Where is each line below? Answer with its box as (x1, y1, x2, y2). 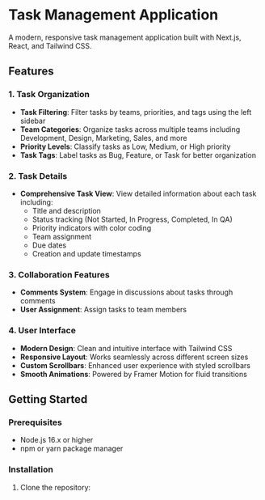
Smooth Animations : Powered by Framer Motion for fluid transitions (19, 369, 248, 379)
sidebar (19, 116, 46, 125)
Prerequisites (8, 417, 62, 428)
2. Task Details (8, 170, 68, 181)
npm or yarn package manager (19, 443, 124, 454)
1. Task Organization (8, 89, 90, 100)
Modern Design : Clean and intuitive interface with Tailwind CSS (19, 343, 233, 353)
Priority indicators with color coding (32, 222, 152, 232)
